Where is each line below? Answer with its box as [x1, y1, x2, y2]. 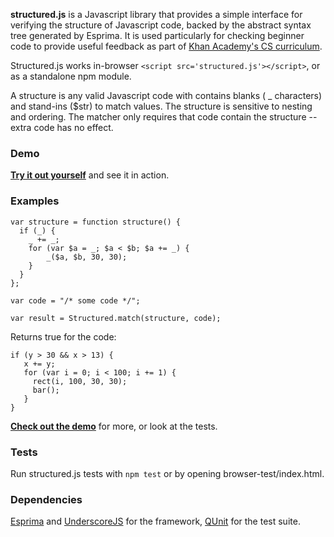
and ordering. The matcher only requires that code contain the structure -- [10, 111, 318, 123]
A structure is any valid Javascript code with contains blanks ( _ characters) [10, 90, 323, 101]
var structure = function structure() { [10, 217, 182, 227]
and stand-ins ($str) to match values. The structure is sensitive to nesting [10, 100, 313, 112]
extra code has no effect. [10, 122, 114, 133]
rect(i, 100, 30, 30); [32, 376, 128, 386]
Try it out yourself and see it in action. [10, 169, 170, 181]
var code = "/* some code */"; [10, 295, 141, 306]
